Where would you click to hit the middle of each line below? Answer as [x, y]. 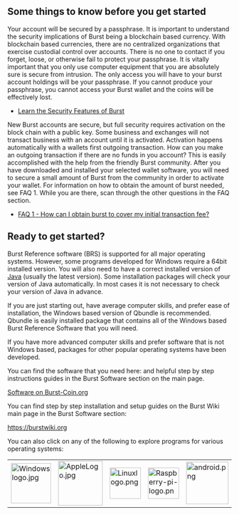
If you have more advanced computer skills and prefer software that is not [116, 342]
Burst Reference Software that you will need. [73, 328]
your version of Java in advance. [55, 291]
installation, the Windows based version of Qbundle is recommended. [109, 313]
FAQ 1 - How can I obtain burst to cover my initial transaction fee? [113, 214]
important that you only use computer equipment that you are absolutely [113, 66]
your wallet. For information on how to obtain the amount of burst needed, [116, 185]
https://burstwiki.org [37, 427]
